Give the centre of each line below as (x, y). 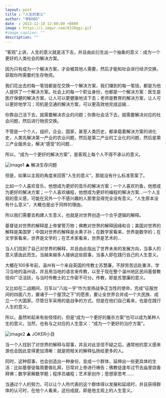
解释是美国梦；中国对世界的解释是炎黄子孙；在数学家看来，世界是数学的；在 (83, 231)
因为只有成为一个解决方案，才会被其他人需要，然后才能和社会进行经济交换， (83, 69)
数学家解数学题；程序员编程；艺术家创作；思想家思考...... (76, 373)
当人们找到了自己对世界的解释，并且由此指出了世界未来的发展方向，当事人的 (83, 248)
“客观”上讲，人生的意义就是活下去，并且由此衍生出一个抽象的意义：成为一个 (83, 52)
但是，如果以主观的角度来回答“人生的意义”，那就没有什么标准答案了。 (76, 175)
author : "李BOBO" (23, 19)
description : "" (22, 38)
